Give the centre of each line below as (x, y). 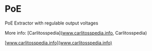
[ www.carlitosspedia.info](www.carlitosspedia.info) (58, 43)
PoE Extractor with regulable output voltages (52, 23)
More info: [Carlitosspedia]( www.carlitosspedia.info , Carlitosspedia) (76, 33)
